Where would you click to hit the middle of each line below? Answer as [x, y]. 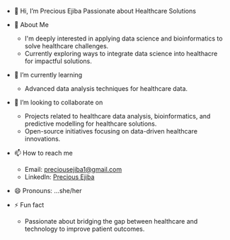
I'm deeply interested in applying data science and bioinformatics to [123, 38]
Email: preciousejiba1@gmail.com [73, 169]
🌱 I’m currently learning [48, 75]
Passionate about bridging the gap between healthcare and [111, 221]
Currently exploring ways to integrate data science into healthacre [121, 54]
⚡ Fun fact [29, 205]
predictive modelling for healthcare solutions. [91, 124]
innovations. [42, 139]
